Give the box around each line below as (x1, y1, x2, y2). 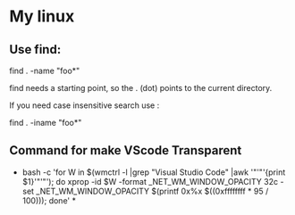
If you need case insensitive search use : (9, 100, 160, 111)
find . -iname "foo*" (9, 118, 82, 128)
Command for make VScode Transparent (9, 143, 242, 158)
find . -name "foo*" (9, 65, 80, 76)
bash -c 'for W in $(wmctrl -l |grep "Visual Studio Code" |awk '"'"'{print (21, 167, 286, 178)
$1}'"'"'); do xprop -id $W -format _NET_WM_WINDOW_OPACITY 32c (21, 176, 279, 186)
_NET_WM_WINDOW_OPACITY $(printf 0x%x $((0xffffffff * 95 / (35, 186, 269, 196)
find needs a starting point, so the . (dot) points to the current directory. (9, 83, 273, 93)
